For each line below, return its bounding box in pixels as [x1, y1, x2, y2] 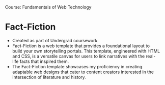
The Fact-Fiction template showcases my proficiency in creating [12, 63, 142, 69]
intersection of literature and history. [12, 74, 86, 80]
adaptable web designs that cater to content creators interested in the [12, 69, 154, 75]
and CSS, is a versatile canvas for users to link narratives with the [12, 53, 145, 59]
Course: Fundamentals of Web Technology [5, 4, 92, 10]
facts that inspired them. [19, 58, 69, 64]
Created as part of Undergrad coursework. [12, 37, 99, 43]
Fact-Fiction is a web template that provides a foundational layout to [12, 43, 150, 49]
